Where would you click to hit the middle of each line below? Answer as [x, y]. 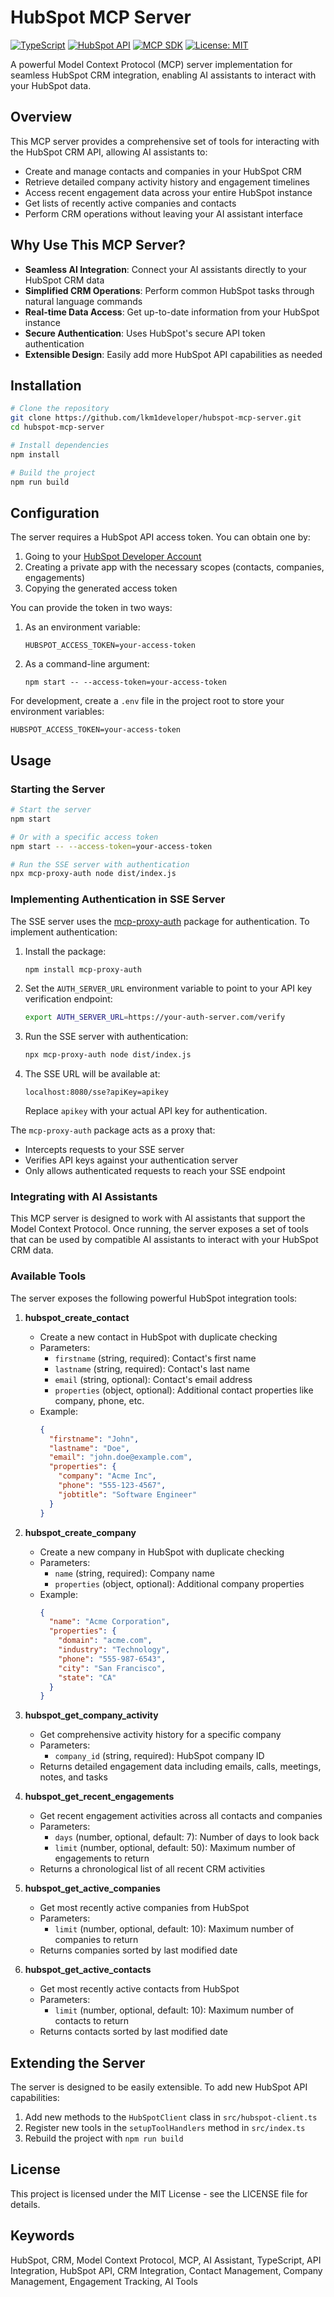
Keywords [42, 2236]
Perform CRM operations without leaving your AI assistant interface [163, 213]
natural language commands [83, 301]
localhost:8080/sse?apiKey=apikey [96, 1092]
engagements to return [102, 1858]
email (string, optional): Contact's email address [153, 1379]
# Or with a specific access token [84, 837]
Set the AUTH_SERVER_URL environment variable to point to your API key [168, 988]
